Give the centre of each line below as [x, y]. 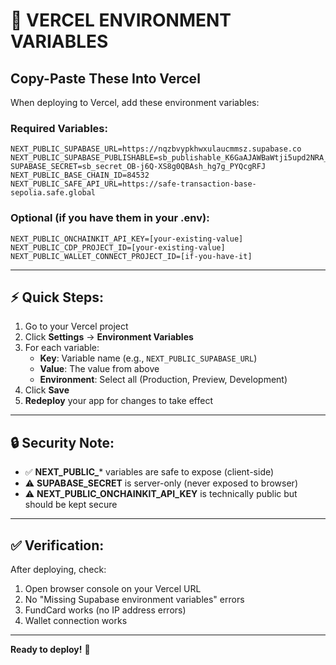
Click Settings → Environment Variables [109, 337]
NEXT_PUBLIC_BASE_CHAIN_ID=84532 [80, 175]
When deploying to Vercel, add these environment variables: [135, 102]
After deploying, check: [58, 570]
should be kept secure [71, 505]
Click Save [47, 390]
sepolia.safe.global [53, 193]
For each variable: [62, 348]
